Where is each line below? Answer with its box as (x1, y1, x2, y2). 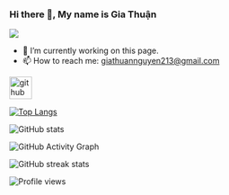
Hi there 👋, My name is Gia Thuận (9, 8, 157, 21)
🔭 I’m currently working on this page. (22, 45, 159, 57)
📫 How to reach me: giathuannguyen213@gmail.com (22, 56, 220, 66)
